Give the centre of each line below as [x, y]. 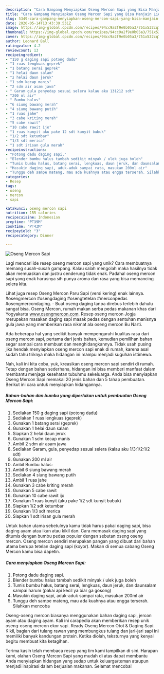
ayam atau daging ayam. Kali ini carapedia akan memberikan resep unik [77, 620]
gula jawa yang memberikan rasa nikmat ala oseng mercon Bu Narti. [74, 324]
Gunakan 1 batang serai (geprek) [45, 423]
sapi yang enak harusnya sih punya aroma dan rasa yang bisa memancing [80, 278]
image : [12, 28]
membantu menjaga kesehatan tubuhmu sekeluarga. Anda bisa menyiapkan [82, 374]
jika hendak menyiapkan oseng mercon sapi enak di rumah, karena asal [77, 349]
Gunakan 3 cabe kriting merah [43, 485]
